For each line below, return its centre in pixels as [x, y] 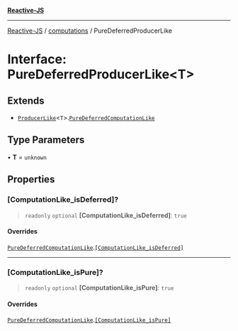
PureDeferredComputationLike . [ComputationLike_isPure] [89, 320]
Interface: [37, 59]
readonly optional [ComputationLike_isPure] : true [99, 288]
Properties [31, 179]
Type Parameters [46, 140]
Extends [26, 101]
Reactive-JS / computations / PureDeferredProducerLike [90, 31]
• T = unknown [27, 157]
